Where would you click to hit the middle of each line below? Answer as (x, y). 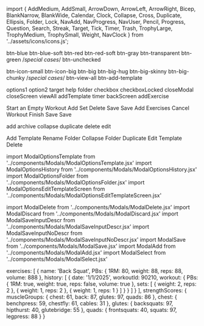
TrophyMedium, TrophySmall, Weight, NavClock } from (75, 35)
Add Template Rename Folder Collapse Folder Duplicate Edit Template (94, 138)
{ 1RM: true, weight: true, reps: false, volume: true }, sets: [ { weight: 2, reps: (101, 284)
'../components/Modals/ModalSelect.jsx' (57, 259)
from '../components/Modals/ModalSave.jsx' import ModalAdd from (91, 246)
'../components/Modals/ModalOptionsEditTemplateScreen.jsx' (84, 195)
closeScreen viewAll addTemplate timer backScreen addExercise (88, 96)
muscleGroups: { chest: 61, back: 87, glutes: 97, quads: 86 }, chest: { (92, 297)
